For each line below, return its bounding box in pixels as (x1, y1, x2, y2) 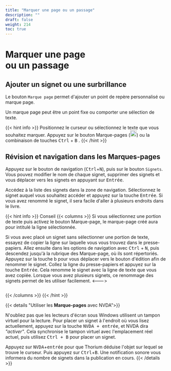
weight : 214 (5, 22, 31, 27)
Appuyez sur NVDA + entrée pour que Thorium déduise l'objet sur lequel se (5, 344, 163, 350)
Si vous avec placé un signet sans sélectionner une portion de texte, (5, 234, 149, 240)
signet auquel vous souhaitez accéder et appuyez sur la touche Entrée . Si (5, 192, 163, 198)
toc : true (5, 27, 27, 32)
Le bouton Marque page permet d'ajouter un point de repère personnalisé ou (5, 94, 165, 100)
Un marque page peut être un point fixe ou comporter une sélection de (5, 109, 155, 116)
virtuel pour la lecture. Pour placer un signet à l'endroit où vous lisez (5, 317, 149, 324)
